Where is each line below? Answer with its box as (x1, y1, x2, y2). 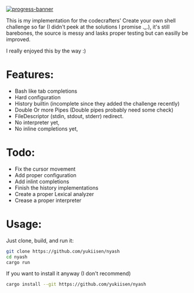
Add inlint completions (14, 178, 70, 185)
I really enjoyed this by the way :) (6, 47, 87, 54)
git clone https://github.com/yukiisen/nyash (6, 248, 120, 254)
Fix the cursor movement (14, 165, 75, 172)
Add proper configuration (14, 171, 77, 178)
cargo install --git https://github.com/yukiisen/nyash (6, 281, 146, 288)
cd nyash (6, 254, 28, 260)
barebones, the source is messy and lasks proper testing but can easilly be (6, 30, 189, 37)
